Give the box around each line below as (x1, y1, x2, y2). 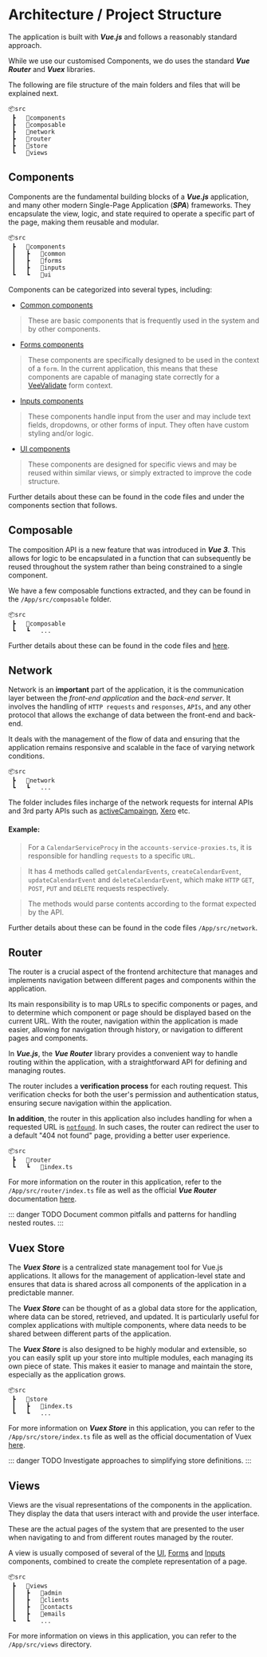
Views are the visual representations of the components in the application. (8, 1500, 253, 1510)
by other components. (27, 324, 101, 333)
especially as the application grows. (8, 1370, 126, 1380)
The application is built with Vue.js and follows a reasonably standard (8, 32, 238, 42)
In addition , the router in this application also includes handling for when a (8, 1114, 253, 1123)
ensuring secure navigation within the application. (8, 1099, 172, 1108)
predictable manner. (8, 1288, 74, 1297)
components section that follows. (8, 500, 118, 510)
